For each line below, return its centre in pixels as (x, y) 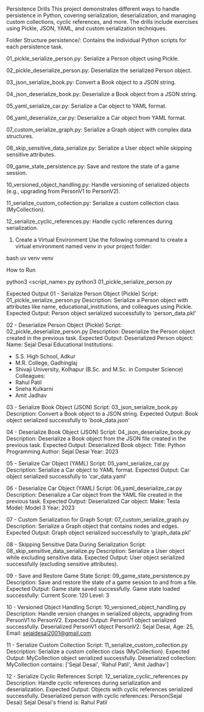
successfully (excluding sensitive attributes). (62, 564)
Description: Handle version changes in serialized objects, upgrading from (100, 614)
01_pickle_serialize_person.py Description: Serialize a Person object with (97, 300)
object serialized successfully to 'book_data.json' (68, 420)
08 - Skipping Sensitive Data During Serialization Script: (76, 544)
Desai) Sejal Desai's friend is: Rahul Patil (57, 702)
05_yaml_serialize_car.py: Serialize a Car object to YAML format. (86, 106)
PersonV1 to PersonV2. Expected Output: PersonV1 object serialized (91, 620)
